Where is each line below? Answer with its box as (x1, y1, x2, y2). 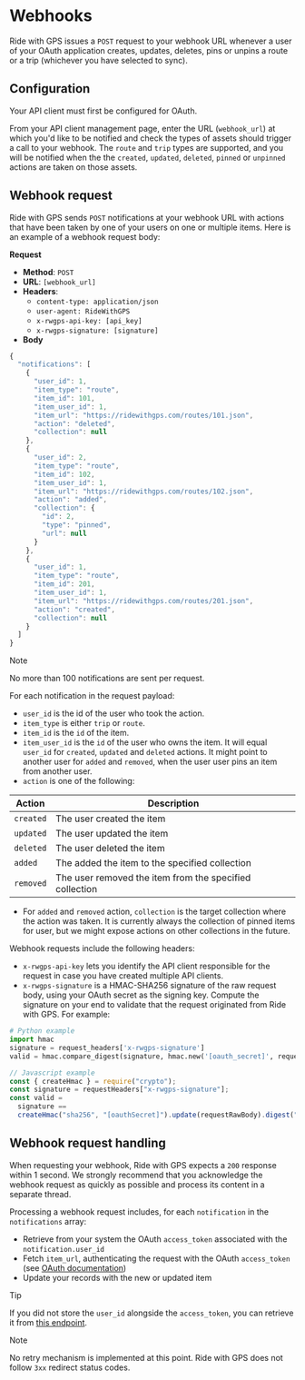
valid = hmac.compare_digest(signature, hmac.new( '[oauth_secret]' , (9, 1051, 274, 1061)
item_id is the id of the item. (22, 728, 130, 739)
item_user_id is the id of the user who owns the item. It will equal (22, 737, 268, 748)
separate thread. (9, 1188, 72, 1199)
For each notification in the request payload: (9, 690, 175, 701)
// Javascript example (9, 1068, 95, 1077)
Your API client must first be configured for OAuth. (9, 105, 198, 116)
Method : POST (22, 266, 74, 277)
